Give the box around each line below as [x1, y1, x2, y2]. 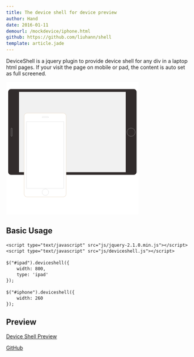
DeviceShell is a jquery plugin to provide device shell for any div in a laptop [6, 58, 188, 64]
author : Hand [6, 15, 38, 22]
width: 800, [16, 266, 46, 272]
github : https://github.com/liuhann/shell [6, 34, 112, 41]
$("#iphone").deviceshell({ [6, 289, 75, 295]
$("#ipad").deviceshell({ [6, 260, 69, 266]
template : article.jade [6, 41, 65, 47]
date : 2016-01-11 [6, 22, 49, 28]
